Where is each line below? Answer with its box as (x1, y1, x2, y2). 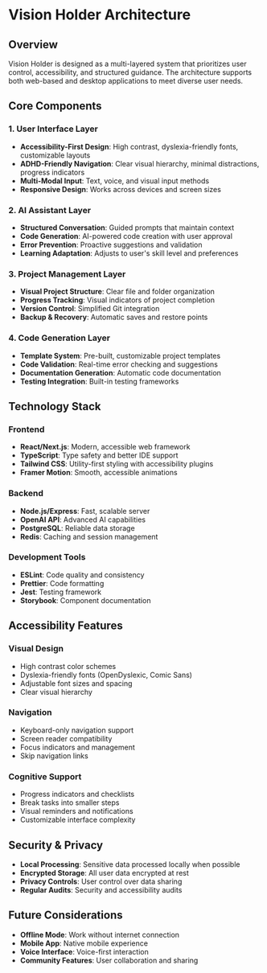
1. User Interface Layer (8, 123, 99, 134)
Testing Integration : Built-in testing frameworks (19, 376, 179, 386)
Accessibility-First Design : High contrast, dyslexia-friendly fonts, (19, 142, 239, 151)
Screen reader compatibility (19, 733, 113, 743)
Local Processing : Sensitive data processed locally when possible (19, 859, 240, 869)
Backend (8, 488, 44, 499)
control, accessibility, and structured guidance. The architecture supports (8, 68, 252, 77)
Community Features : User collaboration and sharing (19, 955, 199, 965)
